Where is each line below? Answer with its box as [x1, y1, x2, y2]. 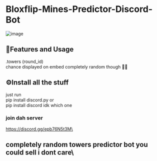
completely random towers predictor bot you [5, 140, 148, 149]
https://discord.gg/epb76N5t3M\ [5, 126, 73, 132]
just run [5, 91, 21, 97]
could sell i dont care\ [5, 148, 74, 157]
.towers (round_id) [5, 58, 44, 64]
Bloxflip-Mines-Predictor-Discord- [5, 3, 153, 15]
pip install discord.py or [5, 96, 54, 103]
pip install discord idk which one [5, 102, 72, 108]
